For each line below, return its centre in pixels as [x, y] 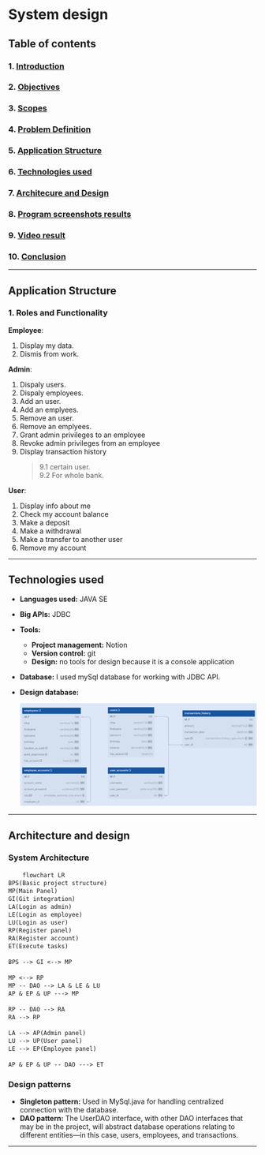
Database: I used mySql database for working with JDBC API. [120, 677]
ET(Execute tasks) [38, 946]
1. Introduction [36, 66]
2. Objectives [34, 87]
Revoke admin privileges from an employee [90, 443]
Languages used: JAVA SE [63, 599]
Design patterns [40, 1084]
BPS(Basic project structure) [58, 883]
